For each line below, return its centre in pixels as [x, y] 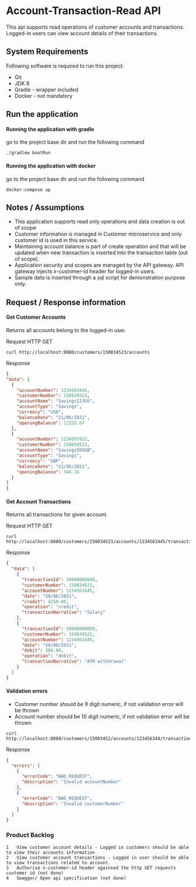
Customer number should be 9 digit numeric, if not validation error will [99, 704]
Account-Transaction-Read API [84, 11]
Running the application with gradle [50, 129]
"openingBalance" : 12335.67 [50, 423]
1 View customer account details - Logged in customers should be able [98, 847]
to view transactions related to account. [58, 862]
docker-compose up [28, 190]
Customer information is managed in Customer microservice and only [98, 234]
